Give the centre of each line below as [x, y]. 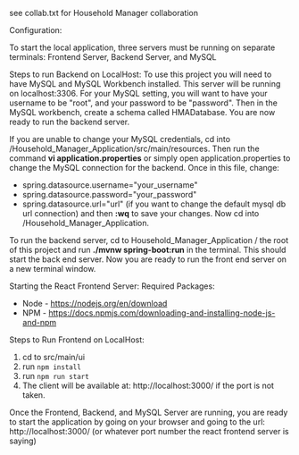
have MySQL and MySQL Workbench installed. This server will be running [145, 84]
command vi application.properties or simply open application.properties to [150, 158]
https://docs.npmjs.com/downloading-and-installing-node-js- [162, 313]
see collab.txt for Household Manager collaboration [104, 13]
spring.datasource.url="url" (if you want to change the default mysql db [154, 204]
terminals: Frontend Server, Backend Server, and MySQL [113, 57]
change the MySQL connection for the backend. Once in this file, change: [144, 168]
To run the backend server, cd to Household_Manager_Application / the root [149, 240]
